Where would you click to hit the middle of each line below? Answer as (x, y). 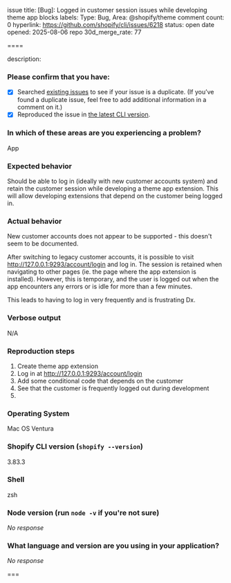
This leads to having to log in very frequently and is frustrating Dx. (101, 300)
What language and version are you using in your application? (113, 546)
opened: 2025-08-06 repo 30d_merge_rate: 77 (74, 32)
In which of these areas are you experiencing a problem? (104, 133)
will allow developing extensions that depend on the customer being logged (115, 196)
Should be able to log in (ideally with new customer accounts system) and (112, 181)
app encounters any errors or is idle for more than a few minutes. (100, 286)
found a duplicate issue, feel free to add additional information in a (112, 100)
